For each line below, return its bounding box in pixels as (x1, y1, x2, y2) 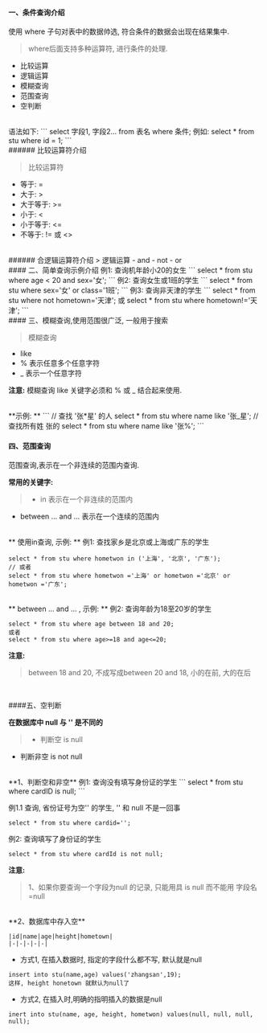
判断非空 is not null (19, 752, 83, 761)
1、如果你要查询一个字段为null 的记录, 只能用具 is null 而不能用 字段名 (27, 883, 257, 892)
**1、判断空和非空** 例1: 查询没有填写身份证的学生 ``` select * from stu (8, 777, 244, 787)
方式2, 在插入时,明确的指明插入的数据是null (19, 994, 162, 1004)
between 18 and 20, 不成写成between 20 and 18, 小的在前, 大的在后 (27, 668, 252, 678)
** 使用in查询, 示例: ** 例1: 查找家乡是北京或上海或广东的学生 (8, 537, 210, 547)
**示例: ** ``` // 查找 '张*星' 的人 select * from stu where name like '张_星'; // (8, 411, 259, 421)
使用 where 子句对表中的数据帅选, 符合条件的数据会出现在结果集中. (8, 27, 229, 36)
